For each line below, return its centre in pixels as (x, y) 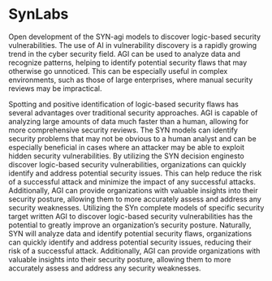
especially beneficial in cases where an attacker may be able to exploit (127, 147)
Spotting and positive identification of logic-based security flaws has (124, 104)
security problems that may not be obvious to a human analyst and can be (133, 138)
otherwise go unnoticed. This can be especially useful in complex (118, 71)
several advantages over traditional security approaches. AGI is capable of (133, 112)
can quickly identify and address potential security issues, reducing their (130, 242)
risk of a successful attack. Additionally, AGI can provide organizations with (134, 251)
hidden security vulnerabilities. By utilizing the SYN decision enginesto (127, 156)
